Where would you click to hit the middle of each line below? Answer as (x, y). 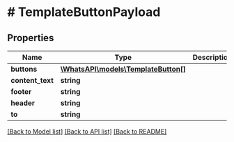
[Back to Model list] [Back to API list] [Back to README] (87, 132)
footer (21, 92)
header (23, 103)
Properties (31, 38)
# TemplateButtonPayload (84, 12)
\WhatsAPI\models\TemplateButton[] (123, 69)
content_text (32, 80)
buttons (24, 69)
